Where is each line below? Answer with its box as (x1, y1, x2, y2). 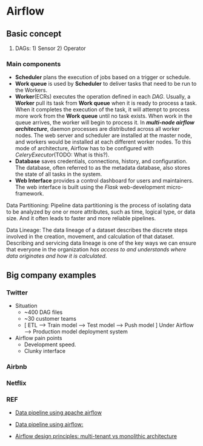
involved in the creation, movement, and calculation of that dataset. (6, 233, 175, 240)
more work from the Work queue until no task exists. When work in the (15, 113, 193, 120)
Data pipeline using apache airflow (15, 409, 102, 416)
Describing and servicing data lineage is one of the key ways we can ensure (6, 239, 197, 247)
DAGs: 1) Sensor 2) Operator (15, 44, 86, 52)
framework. (15, 190, 44, 197)
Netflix (6, 378, 27, 387)
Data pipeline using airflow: (15, 421, 84, 428)
